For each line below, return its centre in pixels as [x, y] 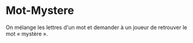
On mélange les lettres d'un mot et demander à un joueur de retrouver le [96, 27]
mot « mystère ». [27, 33]
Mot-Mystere [40, 11]
